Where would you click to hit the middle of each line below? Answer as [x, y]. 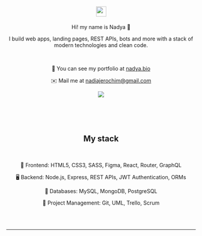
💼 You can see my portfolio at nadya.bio [101, 68]
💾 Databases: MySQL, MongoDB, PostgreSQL [101, 191]
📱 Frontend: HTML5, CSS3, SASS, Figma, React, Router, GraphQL [101, 165]
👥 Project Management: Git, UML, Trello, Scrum [101, 203]
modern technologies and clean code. [101, 45]
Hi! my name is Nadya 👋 [101, 27]
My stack [101, 139]
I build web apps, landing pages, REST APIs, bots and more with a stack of [101, 39]
